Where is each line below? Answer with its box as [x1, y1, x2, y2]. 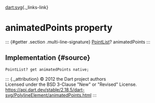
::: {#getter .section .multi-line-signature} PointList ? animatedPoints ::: [5, 39, 150, 45]
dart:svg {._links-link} [5, 5, 49, 10]
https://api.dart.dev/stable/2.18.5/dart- [5, 86, 85, 93]
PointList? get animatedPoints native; [5, 67, 89, 72]
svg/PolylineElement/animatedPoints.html [5, 92, 92, 98]
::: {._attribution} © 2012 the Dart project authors [5, 76, 106, 82]
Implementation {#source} [5, 53, 91, 62]
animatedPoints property [5, 22, 113, 33]
